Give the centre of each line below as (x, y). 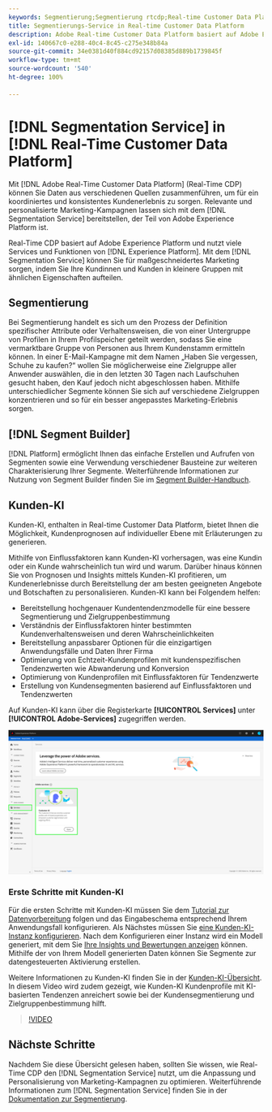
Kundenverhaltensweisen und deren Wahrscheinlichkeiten (117, 634)
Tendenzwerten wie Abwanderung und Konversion (105, 668)
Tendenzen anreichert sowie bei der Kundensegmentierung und (148, 994)
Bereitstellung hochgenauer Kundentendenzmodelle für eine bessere (135, 608)
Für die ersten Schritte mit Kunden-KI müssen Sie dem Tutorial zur (119, 910)
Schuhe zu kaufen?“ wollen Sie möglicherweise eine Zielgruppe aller (123, 366)
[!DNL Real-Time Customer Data (118, 144)
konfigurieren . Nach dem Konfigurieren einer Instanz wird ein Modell (149, 936)
